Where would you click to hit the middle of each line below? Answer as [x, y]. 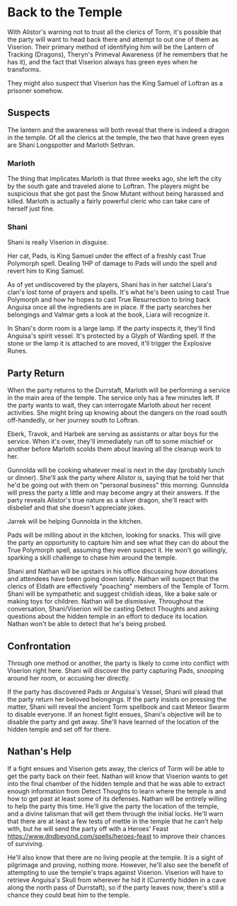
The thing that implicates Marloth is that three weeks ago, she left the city [115, 179]
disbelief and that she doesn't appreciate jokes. [77, 508]
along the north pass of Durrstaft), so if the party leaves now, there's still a [116, 887]
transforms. [24, 69]
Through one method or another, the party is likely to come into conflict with [118, 663]
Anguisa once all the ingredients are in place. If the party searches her [110, 307]
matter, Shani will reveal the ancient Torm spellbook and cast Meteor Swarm [118, 707]
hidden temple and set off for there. [59, 729]
